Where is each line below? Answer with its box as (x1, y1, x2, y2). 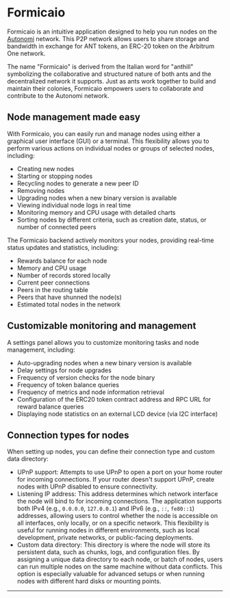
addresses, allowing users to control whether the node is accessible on (16, 512, 218, 520)
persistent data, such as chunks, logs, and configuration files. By (16, 548, 200, 556)
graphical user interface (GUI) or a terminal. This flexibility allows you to (7, 137, 209, 145)
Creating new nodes (16, 164, 75, 172)
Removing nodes (16, 186, 65, 194)
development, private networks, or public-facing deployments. (16, 534, 194, 542)
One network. (7, 49, 46, 57)
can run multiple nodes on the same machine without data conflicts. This (16, 562, 222, 571)
